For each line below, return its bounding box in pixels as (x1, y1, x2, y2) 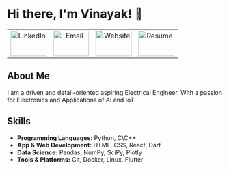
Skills (7, 115, 31, 127)
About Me (7, 70, 50, 82)
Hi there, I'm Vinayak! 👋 (7, 6, 143, 22)
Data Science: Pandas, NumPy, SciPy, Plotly (16, 148, 142, 156)
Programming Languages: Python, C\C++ (16, 133, 137, 142)
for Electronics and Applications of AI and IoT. (7, 96, 136, 104)
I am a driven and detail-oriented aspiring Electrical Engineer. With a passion (7, 88, 223, 96)
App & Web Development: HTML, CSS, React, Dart (16, 141, 161, 149)
